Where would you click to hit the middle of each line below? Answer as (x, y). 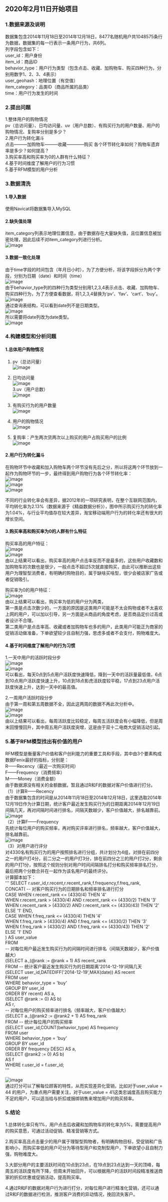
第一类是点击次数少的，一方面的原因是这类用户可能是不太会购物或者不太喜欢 (84, 608)
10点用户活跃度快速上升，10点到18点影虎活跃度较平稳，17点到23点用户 (82, 681)
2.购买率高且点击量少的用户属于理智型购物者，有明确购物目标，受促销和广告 (84, 1141)
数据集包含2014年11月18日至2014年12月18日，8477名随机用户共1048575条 (82, 36)
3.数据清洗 (18, 183)
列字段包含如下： (23, 49)
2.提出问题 (18, 107)
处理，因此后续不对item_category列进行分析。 (57, 240)
